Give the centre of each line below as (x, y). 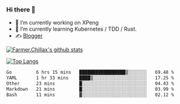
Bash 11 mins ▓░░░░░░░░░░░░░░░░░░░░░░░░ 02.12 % (90, 95)
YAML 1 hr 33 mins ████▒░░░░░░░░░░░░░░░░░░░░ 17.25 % (90, 78)
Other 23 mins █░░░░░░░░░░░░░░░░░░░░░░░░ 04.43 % (90, 84)
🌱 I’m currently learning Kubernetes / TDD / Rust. (76, 29)
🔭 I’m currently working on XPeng (57, 23)
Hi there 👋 (21, 10)
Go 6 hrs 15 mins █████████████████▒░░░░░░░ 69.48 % (90, 72)
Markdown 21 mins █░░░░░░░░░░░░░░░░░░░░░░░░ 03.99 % (90, 89)
